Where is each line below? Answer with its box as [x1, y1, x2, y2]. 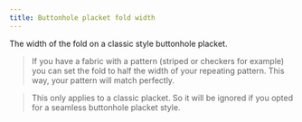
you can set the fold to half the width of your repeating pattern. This [31, 65, 285, 76]
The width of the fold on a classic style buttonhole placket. [9, 38, 228, 49]
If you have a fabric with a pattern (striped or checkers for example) [31, 55, 285, 66]
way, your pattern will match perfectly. [31, 74, 175, 86]
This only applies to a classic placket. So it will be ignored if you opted [31, 92, 294, 103]
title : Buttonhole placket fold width [9, 13, 156, 23]
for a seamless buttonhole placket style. [31, 101, 181, 113]
